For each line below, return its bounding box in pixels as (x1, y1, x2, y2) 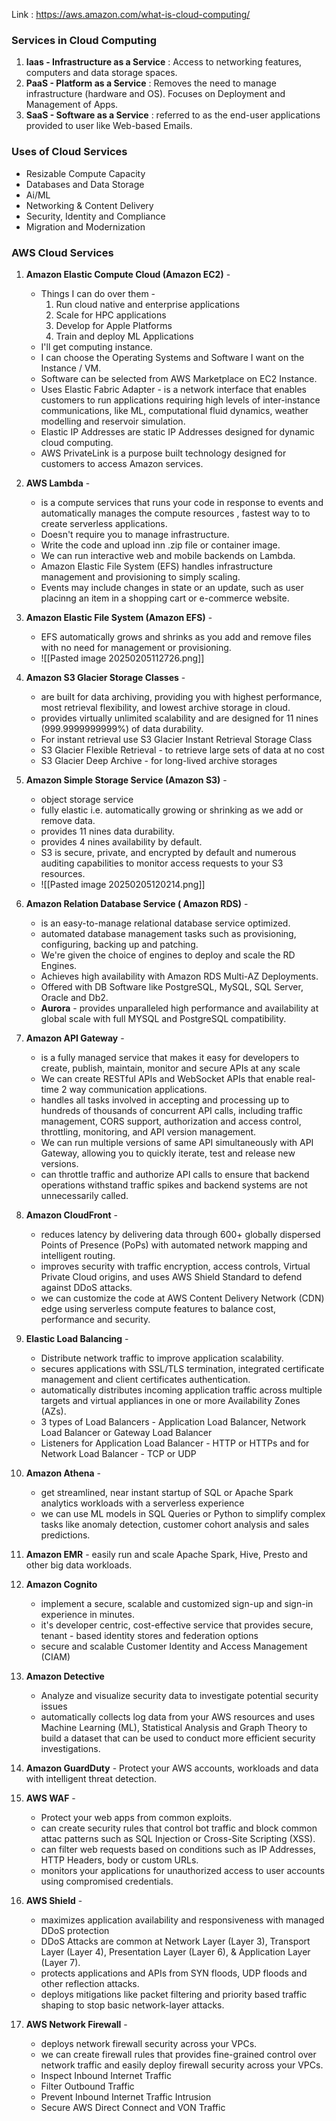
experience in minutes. (40, 1608, 135, 1620)
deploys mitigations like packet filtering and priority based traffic (40, 1988, 308, 2000)
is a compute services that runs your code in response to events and (40, 496, 324, 508)
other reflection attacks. (40, 1977, 140, 1989)
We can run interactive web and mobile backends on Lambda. (40, 549, 296, 561)
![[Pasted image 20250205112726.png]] (40, 652, 205, 664)
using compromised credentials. (40, 1875, 174, 1887)
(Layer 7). (40, 1956, 81, 1968)
